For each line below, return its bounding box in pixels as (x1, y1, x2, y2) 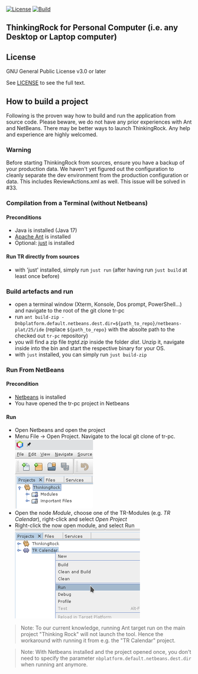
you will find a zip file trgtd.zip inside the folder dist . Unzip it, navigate (14, 338, 185, 346)
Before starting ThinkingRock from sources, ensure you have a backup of (6, 159, 185, 166)
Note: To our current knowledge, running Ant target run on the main (20, 624, 186, 631)
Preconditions (6, 214, 41, 221)
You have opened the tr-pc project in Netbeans (14, 400, 130, 407)
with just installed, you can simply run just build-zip (14, 351, 147, 358)
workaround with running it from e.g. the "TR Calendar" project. (20, 637, 176, 644)
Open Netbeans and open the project (14, 427, 106, 434)
